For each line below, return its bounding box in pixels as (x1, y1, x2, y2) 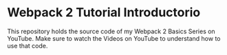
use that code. (7, 41, 48, 50)
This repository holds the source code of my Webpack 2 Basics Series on (7, 27, 215, 35)
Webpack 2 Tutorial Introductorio (7, 5, 201, 20)
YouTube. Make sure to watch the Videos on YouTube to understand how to (7, 34, 221, 42)
